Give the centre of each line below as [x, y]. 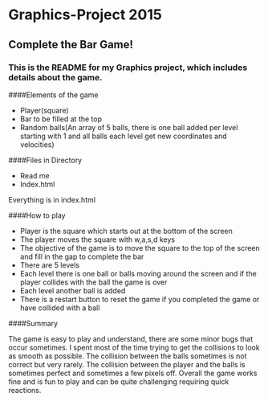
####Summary [33, 323]
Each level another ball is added [73, 290]
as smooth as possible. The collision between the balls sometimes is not [128, 356]
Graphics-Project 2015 [85, 15]
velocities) [37, 144]
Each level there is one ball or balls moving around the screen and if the [138, 273]
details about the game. [55, 77]
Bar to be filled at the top [61, 119]
